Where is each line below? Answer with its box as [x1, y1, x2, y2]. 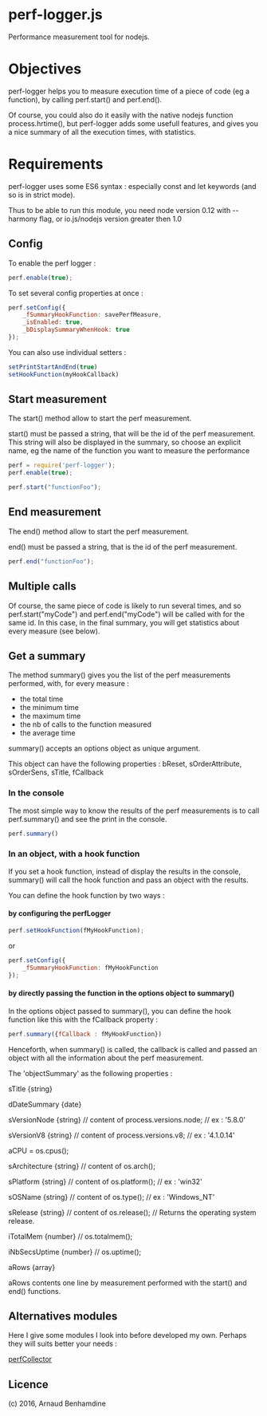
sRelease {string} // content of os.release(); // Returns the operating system [8, 1207, 257, 1217]
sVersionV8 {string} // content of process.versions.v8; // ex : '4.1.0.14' [8, 1130, 235, 1140]
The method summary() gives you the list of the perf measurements [8, 670, 231, 680]
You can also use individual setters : [8, 347, 127, 357]
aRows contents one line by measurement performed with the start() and [8, 1278, 247, 1288]
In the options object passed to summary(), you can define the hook [8, 1006, 232, 1016]
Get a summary [8, 649, 86, 663]
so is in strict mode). [8, 190, 76, 199]
